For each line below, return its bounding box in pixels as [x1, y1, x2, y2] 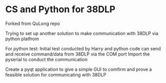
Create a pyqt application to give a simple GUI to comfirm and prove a [5, 66, 152, 72]
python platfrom [5, 36, 39, 42]
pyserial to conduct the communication [5, 56, 88, 62]
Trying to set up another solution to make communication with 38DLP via [5, 30, 158, 36]
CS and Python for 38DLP [5, 4, 116, 15]
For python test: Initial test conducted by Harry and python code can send [5, 45, 161, 51]
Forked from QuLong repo [5, 20, 60, 26]
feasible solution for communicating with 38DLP [5, 71, 106, 77]
